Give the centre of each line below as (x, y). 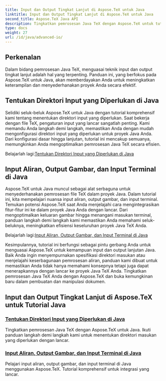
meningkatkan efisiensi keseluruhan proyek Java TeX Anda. (86, 226)
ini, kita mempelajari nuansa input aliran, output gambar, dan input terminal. (82, 199)
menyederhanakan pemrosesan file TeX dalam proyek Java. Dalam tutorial (81, 194)
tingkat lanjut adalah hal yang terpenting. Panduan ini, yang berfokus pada (81, 74)
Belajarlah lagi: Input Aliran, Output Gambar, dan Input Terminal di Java (77, 235)
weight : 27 (16, 33)
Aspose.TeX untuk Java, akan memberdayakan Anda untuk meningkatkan (80, 80)
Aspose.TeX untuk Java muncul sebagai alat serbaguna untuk (68, 189)
